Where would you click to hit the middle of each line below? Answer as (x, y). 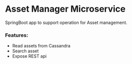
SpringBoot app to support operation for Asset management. (66, 22)
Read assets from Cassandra (41, 46)
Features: (17, 35)
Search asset (25, 51)
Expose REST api (29, 56)
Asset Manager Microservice (65, 9)
